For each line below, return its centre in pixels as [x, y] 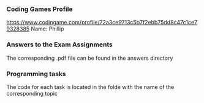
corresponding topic [32, 93]
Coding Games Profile [40, 9]
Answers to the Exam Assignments [60, 44]
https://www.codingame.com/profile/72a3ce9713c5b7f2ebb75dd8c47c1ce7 [102, 23]
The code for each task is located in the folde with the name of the [90, 87]
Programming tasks [36, 74]
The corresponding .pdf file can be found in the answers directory [90, 58]
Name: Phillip [47, 29]
